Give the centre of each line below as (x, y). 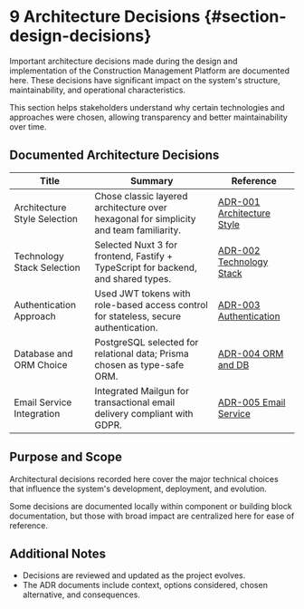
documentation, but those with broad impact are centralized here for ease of (152, 516)
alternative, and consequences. (81, 594)
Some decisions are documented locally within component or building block (151, 506)
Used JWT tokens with (143, 294)
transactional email (135, 402)
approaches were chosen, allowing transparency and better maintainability (148, 117)
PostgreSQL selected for (147, 342)
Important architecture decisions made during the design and (123, 61)
